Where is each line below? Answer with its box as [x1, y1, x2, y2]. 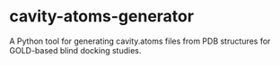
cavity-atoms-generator [9, 6, 195, 27]
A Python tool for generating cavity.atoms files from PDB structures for [9, 36, 271, 46]
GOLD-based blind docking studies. [9, 45, 142, 55]
